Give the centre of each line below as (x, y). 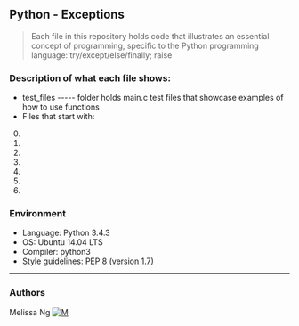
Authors (28, 293)
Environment (38, 214)
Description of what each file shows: (90, 77)
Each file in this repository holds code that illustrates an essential (150, 36)
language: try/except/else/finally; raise (101, 55)
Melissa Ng (30, 312)
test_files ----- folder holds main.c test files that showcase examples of (153, 98)
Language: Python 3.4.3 (66, 233)
